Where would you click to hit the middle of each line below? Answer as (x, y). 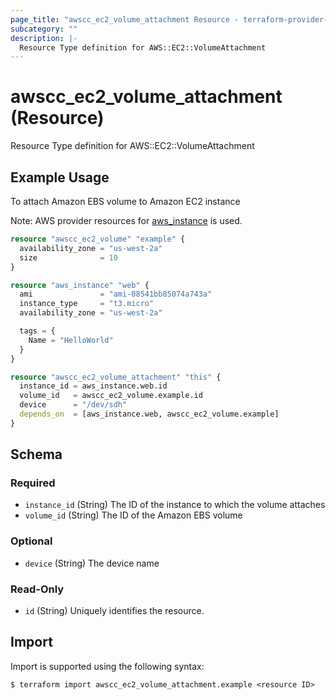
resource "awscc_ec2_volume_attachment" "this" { (116, 377)
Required (33, 483)
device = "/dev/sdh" (73, 405)
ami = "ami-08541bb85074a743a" (116, 294)
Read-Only (37, 589)
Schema (36, 454)
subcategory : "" (44, 29)
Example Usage (60, 177)
